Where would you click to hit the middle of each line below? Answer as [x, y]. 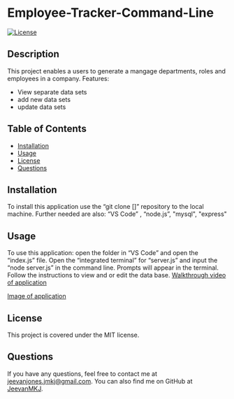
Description [33, 54]
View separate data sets [52, 92]
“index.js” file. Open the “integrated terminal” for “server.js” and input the [112, 261]
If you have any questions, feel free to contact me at [82, 373]
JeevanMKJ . [25, 389]
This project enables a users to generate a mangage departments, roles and [116, 71]
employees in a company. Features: [58, 78]
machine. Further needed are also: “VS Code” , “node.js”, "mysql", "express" [117, 214]
